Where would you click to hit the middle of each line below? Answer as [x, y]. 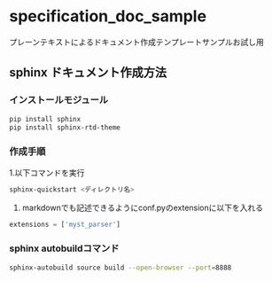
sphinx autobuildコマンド [64, 248]
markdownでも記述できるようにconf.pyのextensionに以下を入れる [143, 207]
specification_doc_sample [108, 16]
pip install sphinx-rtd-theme [65, 127]
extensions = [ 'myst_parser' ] [65, 224]
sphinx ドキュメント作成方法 [88, 73]
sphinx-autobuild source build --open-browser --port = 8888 [120, 268]
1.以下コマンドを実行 [47, 172]
